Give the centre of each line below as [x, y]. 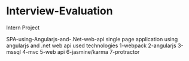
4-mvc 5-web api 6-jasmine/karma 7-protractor [81, 51]
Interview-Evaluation [60, 11]
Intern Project [23, 28]
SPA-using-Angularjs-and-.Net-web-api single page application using [92, 39]
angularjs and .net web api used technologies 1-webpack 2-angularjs [91, 45]
